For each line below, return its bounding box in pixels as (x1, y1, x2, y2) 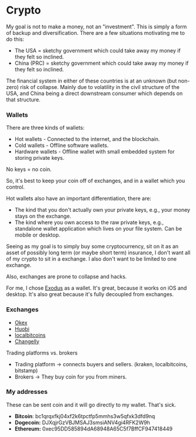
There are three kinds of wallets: (6, 124, 85, 132)
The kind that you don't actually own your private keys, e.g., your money (14, 206, 190, 213)
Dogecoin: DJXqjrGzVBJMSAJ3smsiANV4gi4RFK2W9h (14, 419, 150, 426)
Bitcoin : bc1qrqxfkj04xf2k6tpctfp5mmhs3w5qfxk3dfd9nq (14, 412, 155, 419)
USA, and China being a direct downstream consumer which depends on (6, 90, 183, 97)
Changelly (14, 337, 39, 345)
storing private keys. (14, 155, 65, 162)
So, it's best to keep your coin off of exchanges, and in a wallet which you (6, 178, 185, 185)
